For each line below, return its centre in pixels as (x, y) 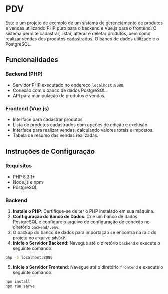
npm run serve (20, 286)
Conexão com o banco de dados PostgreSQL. (60, 90)
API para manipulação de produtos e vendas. (59, 95)
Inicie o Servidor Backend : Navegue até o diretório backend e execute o (86, 243)
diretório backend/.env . (36, 227)
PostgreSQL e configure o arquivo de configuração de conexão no (81, 222)
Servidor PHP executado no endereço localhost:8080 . (68, 85)
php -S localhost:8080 (29, 257)
